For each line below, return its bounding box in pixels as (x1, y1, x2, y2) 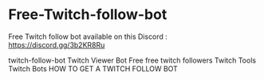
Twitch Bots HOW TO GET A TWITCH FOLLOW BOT (8, 63, 178, 73)
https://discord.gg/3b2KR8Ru (8, 40, 105, 49)
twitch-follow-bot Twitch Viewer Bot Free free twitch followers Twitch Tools (8, 55, 257, 65)
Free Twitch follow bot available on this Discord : (8, 32, 167, 41)
